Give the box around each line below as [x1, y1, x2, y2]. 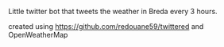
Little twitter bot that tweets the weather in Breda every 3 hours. [8, 7, 218, 16]
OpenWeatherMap [8, 31, 68, 39]
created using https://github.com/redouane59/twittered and [8, 22, 204, 31]
